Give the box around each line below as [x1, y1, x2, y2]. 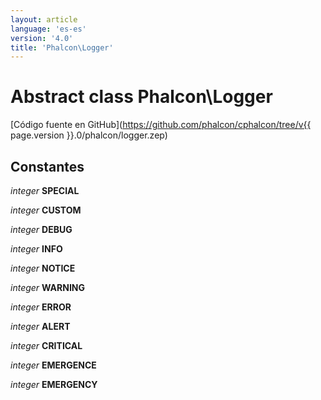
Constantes [10, 158, 85, 175]
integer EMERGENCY [10, 379, 98, 390]
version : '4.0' [10, 33, 74, 43]
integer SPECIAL [10, 185, 80, 196]
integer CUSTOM [10, 204, 82, 216]
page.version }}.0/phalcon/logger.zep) [10, 129, 168, 141]
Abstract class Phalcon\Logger [10, 86, 273, 108]
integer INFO [10, 243, 63, 255]
